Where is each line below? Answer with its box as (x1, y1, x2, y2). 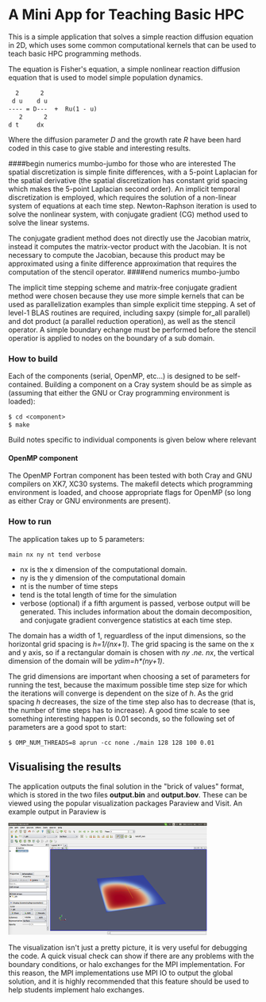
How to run (8, 516, 52, 527)
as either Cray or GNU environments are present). (8, 496, 171, 506)
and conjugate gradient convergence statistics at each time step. (19, 615, 233, 625)
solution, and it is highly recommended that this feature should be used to (8, 977, 249, 986)
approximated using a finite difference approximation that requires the (8, 259, 237, 268)
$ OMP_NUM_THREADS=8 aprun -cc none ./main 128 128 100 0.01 (8, 739, 215, 747)
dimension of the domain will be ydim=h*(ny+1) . (8, 656, 165, 665)
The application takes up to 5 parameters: (8, 534, 145, 544)
